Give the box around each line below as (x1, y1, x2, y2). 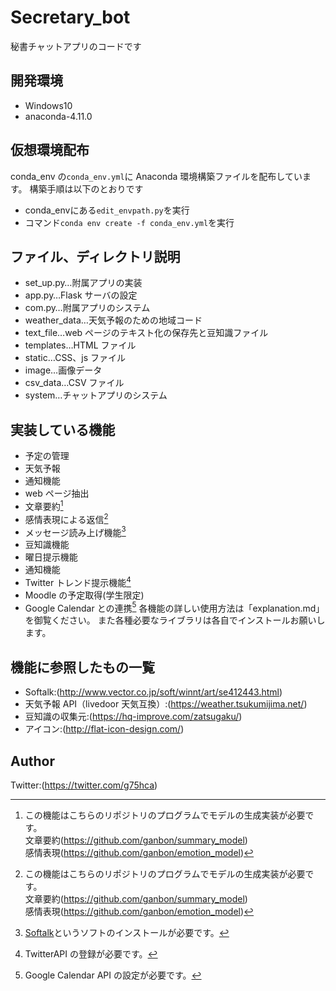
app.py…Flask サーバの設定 (24, 289, 138, 301)
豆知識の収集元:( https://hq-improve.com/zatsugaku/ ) (24, 711, 243, 723)
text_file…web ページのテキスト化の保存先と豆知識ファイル (24, 327, 269, 339)
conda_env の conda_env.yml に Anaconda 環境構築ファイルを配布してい (10, 170, 303, 182)
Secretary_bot (10, 6, 131, 29)
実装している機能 (10, 421, 116, 438)
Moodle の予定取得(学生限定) (24, 589, 145, 601)
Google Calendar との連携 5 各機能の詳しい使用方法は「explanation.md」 (24, 600, 325, 614)
